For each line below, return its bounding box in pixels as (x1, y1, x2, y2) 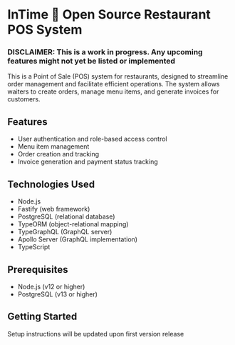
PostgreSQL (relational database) (17, 212, 115, 221)
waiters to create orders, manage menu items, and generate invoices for (7, 87, 219, 96)
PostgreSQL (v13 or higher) (17, 289, 98, 299)
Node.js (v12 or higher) (17, 282, 85, 291)
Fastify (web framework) (17, 205, 90, 214)
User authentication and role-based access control (17, 135, 167, 144)
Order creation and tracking (17, 150, 100, 159)
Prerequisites (7, 264, 68, 276)
